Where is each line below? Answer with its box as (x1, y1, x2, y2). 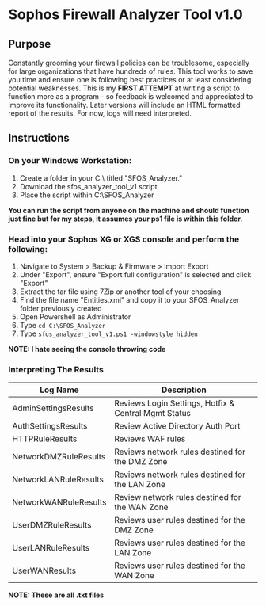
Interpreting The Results (8, 364, 104, 375)
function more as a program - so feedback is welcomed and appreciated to (8, 92, 253, 101)
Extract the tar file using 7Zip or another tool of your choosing (19, 287, 222, 296)
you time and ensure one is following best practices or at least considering (8, 75, 252, 84)
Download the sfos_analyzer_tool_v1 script (19, 181, 158, 191)
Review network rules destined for (114, 492, 241, 503)
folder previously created (19, 303, 102, 313)
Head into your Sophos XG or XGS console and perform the (8, 234, 240, 245)
